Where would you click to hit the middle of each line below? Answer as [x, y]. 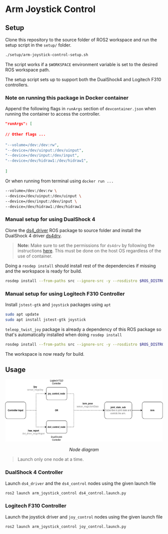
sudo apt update [22, 314]
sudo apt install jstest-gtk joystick [45, 320]
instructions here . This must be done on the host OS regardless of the [89, 250]
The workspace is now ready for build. [45, 354]
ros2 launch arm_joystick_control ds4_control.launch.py [66, 493]
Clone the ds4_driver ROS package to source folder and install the [73, 230]
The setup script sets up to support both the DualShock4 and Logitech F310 [83, 79]
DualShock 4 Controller [34, 472]
